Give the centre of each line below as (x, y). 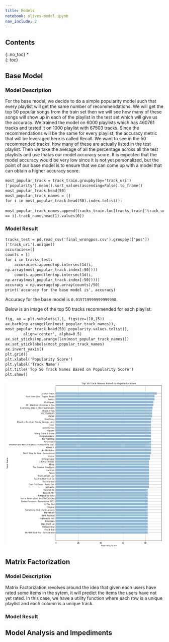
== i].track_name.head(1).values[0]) (45, 216)
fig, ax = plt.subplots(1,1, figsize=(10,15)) (55, 319)
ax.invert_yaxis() (24, 349)
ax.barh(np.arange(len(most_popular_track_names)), (60, 324)
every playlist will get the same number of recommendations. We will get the (84, 106)
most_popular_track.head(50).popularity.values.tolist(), (67, 329)
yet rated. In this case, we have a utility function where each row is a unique (84, 598)
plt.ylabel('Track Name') (32, 365)
